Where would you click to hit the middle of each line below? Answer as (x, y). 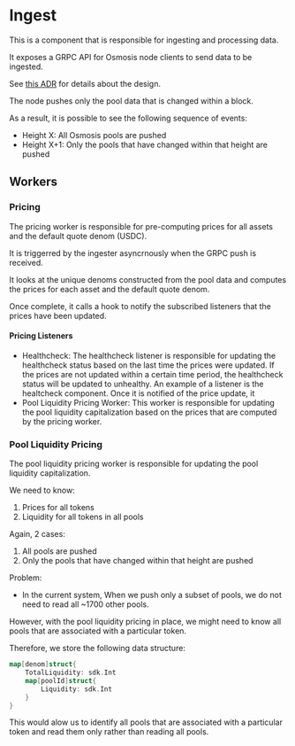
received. (26, 262)
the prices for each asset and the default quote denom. (110, 289)
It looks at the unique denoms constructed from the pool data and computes (148, 279)
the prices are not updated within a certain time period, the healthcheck (152, 374)
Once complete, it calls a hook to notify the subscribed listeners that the (140, 306)
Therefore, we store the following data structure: (97, 649)
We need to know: (42, 490)
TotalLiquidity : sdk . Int (71, 672)
